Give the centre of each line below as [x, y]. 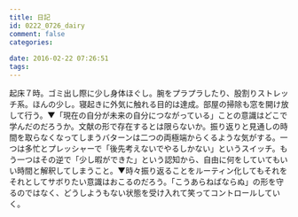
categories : [31, 42]
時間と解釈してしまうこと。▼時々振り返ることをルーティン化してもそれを [152, 170]
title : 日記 [30, 17]
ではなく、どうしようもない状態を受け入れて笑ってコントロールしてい [153, 192]
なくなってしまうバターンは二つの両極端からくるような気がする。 [160, 137]
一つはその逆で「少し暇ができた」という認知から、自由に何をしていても [149, 159]
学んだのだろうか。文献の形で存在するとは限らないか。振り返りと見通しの [145, 126]
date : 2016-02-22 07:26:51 [59, 58]
